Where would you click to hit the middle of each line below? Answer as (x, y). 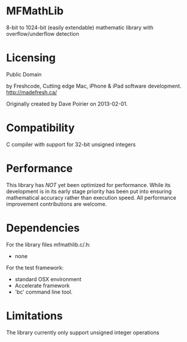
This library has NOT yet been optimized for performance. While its (88, 185)
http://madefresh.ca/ (32, 92)
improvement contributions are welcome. (57, 204)
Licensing (31, 58)
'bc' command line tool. (43, 292)
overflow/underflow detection (43, 33)
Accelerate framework (42, 285)
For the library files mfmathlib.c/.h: (49, 244)
